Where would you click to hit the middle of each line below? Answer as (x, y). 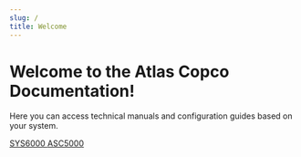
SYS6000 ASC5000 (47, 143)
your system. (34, 126)
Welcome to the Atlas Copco (119, 72)
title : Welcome (38, 26)
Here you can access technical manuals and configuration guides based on (151, 116)
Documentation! (72, 91)
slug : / (24, 18)
